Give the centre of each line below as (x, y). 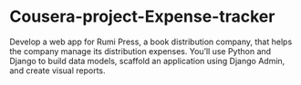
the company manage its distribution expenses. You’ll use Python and (140, 51)
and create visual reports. (58, 71)
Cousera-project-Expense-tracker (142, 17)
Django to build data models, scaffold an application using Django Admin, (147, 61)
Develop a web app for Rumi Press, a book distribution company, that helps (151, 42)
